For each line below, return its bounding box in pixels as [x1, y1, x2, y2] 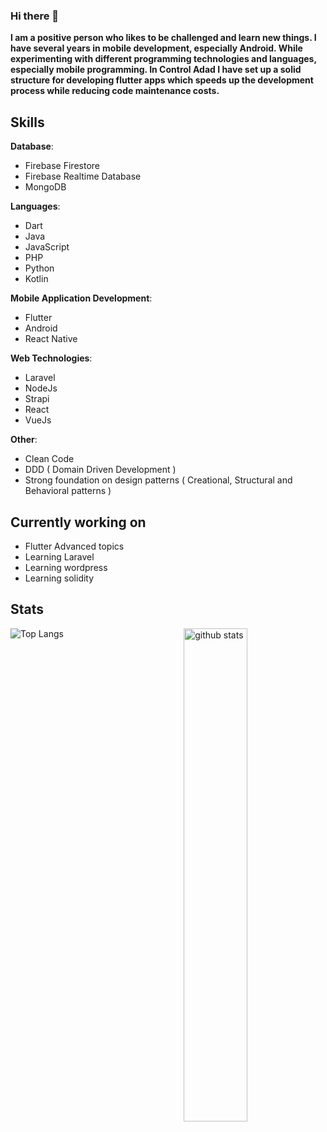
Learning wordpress [24, 561, 108, 573]
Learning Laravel [24, 550, 95, 563]
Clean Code [24, 453, 75, 465]
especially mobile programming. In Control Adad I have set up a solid [10, 64, 302, 76]
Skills [10, 114, 45, 131]
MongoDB [24, 181, 67, 193]
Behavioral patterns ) [24, 485, 112, 497]
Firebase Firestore [24, 160, 100, 172]
